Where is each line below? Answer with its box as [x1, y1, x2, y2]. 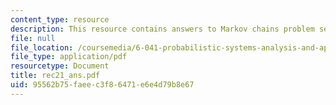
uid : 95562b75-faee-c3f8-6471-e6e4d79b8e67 [10, 80, 195, 90]
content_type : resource [10, 14, 110, 25]
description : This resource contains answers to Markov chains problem [10, 24, 315, 34]
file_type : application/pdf [10, 52, 128, 62]
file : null [10, 33, 56, 43]
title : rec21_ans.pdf [10, 71, 101, 81]
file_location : [10, 42, 74, 53]
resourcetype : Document [10, 61, 110, 71]
